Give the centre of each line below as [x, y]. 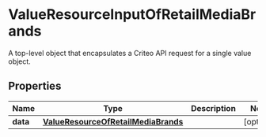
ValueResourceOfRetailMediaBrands [113, 121]
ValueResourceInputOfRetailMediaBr [132, 15]
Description [213, 108]
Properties [35, 86]
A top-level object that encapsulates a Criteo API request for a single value [130, 53]
